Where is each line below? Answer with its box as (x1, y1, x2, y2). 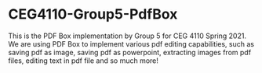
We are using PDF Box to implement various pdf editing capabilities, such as (8, 39, 255, 48)
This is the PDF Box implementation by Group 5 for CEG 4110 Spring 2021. (8, 31, 247, 40)
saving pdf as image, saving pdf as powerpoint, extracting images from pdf (8, 47, 252, 57)
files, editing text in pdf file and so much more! (8, 56, 159, 65)
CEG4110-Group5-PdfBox (8, 5, 178, 23)
